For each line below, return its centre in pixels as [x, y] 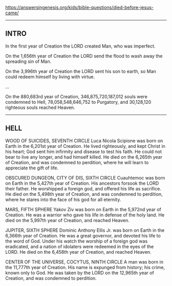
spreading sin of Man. [28, 61]
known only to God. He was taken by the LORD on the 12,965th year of [80, 273]
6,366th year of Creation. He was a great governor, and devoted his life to [83, 235]
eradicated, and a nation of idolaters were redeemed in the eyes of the [80, 246]
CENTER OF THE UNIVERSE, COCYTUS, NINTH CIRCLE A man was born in [84, 262]
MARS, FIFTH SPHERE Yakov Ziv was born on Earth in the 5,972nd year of [83, 209]
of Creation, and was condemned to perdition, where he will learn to [77, 162]
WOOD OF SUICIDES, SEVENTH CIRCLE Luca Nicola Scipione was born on [84, 141]
